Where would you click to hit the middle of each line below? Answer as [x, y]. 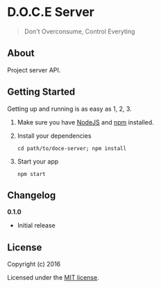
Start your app [38, 161]
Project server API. [34, 70]
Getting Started [41, 92]
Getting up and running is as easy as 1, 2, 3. [69, 109]
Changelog [32, 195]
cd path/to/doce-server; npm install [72, 148]
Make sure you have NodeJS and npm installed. [85, 122]
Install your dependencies [54, 136]
